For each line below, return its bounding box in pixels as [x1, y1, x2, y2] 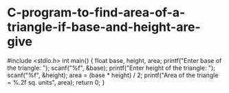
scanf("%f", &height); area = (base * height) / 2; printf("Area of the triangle [7, 70, 219, 79]
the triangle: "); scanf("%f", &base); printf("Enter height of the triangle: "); [7, 64, 215, 72]
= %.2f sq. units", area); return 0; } [7, 78, 105, 86]
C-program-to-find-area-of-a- [7, 5, 186, 21]
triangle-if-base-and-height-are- [7, 19, 201, 35]
